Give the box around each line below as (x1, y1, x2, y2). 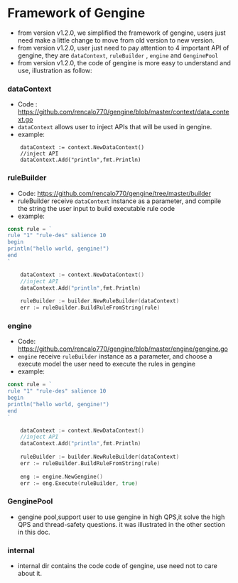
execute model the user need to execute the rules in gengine (17, 360, 196, 369)
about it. (17, 570, 43, 578)
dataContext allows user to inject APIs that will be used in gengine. (17, 123, 212, 131)
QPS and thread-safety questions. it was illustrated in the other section (17, 520, 225, 528)
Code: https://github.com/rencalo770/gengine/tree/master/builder (17, 189, 212, 197)
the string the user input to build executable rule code (17, 204, 175, 212)
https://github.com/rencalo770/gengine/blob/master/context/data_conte (17, 108, 229, 116)
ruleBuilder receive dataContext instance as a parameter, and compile (17, 197, 222, 205)
